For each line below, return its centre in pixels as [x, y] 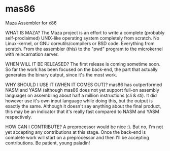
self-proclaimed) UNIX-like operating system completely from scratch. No [82, 38]
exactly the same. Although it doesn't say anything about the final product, [83, 106]
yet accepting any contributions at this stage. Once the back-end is [76, 132]
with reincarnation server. [32, 54]
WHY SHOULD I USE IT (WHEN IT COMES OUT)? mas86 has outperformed [84, 85]
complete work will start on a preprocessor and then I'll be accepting [77, 137]
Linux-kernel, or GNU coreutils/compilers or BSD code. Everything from [80, 43]
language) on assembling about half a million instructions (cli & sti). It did [81, 95]
